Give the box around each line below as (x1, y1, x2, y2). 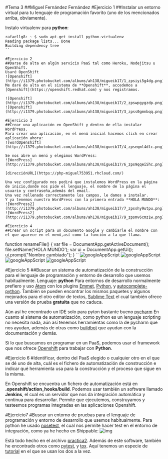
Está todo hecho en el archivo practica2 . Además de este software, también (5, 437, 161, 443)
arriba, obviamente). (5, 15, 47, 21)
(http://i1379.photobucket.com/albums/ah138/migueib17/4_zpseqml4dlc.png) (5, 144, 164, 149)
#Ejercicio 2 (5, 56, 32, 61)
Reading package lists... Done (5, 39, 70, 44)
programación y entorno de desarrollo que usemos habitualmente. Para (5, 417, 152, 423)
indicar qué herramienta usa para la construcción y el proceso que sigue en (5, 365, 161, 372)
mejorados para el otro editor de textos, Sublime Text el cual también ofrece (5, 294, 162, 300)
